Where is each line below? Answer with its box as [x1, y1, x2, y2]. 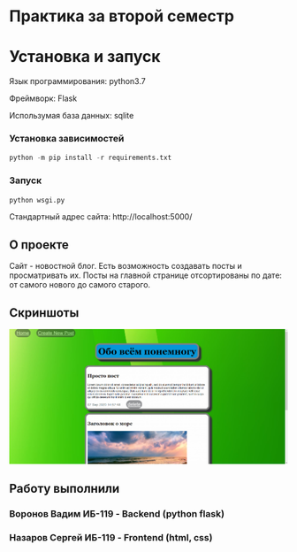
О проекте [9, 237, 69, 252]
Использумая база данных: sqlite [9, 111, 134, 121]
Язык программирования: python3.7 [9, 76, 146, 87]
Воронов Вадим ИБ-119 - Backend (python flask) [9, 508, 225, 520]
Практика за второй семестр [9, 6, 234, 27]
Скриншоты [9, 305, 80, 320]
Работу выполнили [9, 481, 120, 496]
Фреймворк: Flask [9, 93, 78, 103]
